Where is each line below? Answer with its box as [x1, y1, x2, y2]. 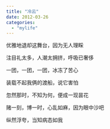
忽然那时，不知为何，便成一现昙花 [6, 91, 89, 99]
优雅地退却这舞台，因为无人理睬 [6, 42, 84, 49]
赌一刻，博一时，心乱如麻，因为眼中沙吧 [6, 104, 104, 111]
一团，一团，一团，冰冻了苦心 [6, 67, 78, 74]
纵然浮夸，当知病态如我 [6, 117, 63, 124]
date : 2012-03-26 [6, 14, 49, 20]
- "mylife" [11, 25, 38, 31]
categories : [6, 19, 35, 25]
